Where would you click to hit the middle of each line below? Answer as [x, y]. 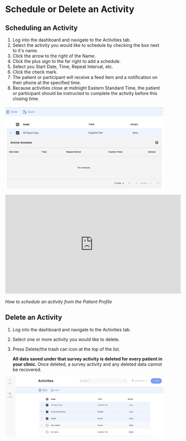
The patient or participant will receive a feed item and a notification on [85, 77]
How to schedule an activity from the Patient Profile [59, 301]
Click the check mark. [35, 72]
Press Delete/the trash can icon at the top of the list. [66, 349]
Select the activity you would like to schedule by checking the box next [86, 45]
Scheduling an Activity [41, 28]
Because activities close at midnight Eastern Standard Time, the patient [86, 88]
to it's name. [25, 51]
